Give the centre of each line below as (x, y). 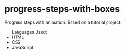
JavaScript (22, 47)
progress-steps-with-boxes (62, 9)
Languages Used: (29, 32)
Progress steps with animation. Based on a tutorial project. (63, 22)
